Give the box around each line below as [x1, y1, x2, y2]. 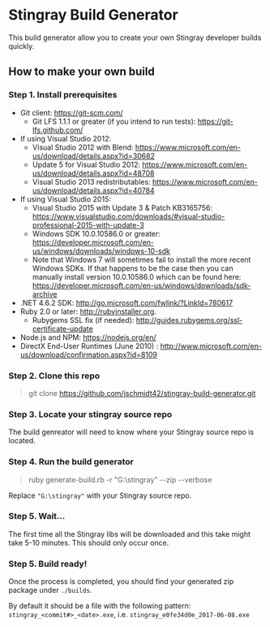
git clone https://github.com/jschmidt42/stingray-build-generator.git [28, 388, 256, 398]
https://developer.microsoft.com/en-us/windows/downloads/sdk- [32, 281, 251, 290]
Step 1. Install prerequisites [8, 89, 118, 101]
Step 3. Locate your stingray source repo [8, 408, 173, 420]
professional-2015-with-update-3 [32, 220, 144, 229]
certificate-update [32, 324, 93, 333]
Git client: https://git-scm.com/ [19, 107, 123, 117]
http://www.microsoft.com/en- [160, 341, 262, 351]
